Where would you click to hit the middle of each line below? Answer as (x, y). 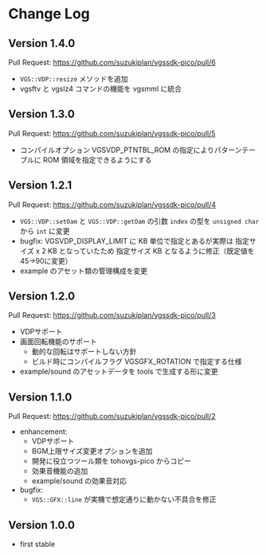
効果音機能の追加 (60, 471)
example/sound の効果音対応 (79, 481)
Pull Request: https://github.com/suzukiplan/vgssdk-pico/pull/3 (112, 315)
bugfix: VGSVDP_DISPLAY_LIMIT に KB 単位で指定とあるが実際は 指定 (134, 240)
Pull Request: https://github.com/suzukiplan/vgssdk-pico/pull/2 (112, 416)
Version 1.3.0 (42, 114)
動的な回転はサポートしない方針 (84, 352)
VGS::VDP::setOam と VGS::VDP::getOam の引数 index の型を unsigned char (139, 221)
